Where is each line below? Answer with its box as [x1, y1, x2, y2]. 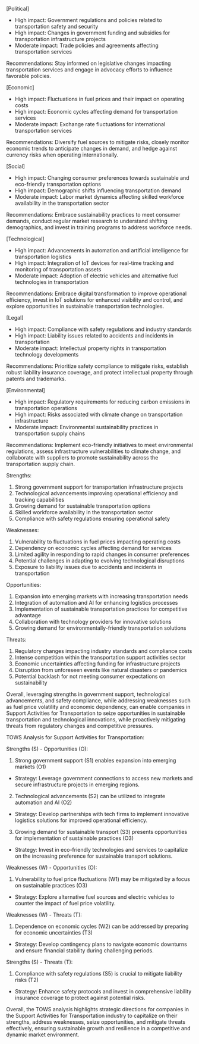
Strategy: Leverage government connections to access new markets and [14, 775, 193, 782]
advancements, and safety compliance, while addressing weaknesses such [6, 697, 191, 704]
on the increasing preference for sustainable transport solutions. [14, 852, 173, 859]
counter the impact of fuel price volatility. [14, 900, 116, 907]
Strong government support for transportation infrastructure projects [14, 483, 184, 490]
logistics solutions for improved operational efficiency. [14, 817, 147, 824]
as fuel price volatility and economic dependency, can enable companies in [6, 704, 191, 710]
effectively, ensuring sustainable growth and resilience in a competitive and [6, 1025, 191, 1032]
